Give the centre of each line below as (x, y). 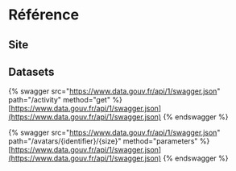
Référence (43, 15)
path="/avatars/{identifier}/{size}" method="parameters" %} (109, 141)
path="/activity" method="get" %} (65, 100)
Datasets (31, 71)
